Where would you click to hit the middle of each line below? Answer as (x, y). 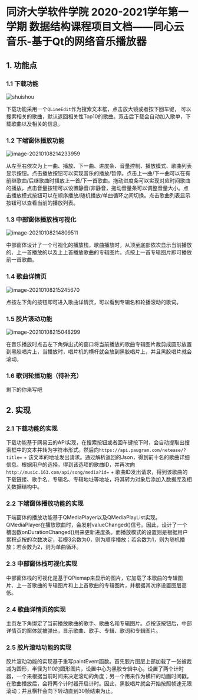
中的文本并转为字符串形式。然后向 (57, 450)
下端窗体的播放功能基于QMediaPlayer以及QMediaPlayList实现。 (83, 517)
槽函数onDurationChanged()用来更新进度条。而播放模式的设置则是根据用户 (97, 532)
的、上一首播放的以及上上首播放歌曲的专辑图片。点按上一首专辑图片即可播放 (99, 252)
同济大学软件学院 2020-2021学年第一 (97, 12)
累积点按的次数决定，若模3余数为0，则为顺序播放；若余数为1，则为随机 (93, 540)
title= (14, 458)
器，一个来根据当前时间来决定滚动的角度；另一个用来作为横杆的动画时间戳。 (99, 676)
